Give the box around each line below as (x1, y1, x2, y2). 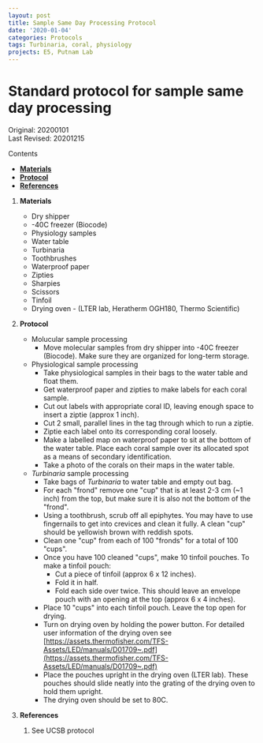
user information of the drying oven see (43, 628, 172, 637)
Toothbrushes (31, 253, 77, 263)
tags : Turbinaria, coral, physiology (8, 41, 132, 49)
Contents (8, 148, 38, 158)
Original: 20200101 (8, 125, 69, 134)
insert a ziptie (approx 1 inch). (43, 410, 139, 419)
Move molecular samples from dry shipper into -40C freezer (43, 343, 239, 352)
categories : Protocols (8, 33, 83, 42)
